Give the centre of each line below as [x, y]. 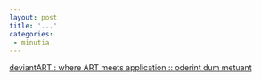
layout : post [33, 17]
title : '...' [33, 26]
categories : [31, 34]
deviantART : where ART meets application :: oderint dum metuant [130, 68]
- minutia [31, 42]
